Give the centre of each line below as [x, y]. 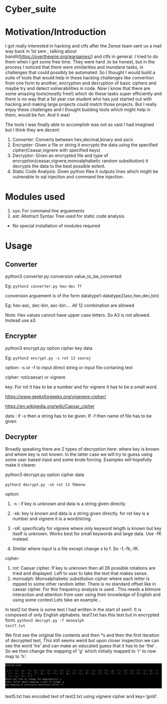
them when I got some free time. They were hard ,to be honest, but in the [80, 62]
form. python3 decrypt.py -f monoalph [45, 620]
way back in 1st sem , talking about [41, 51]
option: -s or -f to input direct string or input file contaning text [69, 367]
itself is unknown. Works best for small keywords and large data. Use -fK [87, 534]
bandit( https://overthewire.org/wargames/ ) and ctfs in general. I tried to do [82, 56]
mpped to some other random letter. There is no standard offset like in [84, 584]
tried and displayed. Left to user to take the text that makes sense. [80, 573]
